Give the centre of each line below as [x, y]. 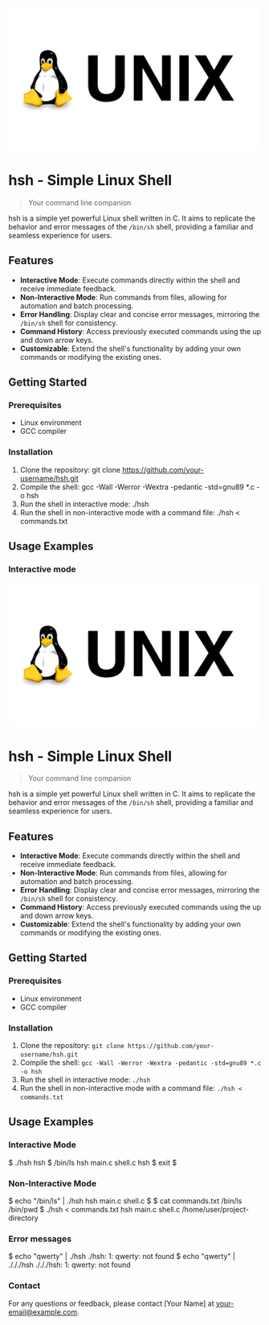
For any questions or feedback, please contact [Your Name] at [111, 1303]
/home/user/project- [215, 1210]
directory [23, 1218]
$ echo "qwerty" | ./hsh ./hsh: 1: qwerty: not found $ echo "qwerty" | [122, 1257]
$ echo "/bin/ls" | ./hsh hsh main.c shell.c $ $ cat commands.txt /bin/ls [125, 1201]
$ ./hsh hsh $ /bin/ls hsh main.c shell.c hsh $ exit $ [93, 1162]
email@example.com [43, 1312]
